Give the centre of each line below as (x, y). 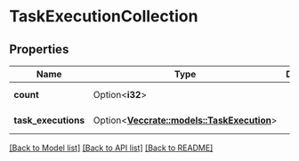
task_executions (49, 120)
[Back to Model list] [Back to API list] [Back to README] (111, 148)
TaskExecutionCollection (104, 16)
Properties (39, 49)
